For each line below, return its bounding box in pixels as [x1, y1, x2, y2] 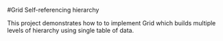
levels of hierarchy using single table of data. [7, 27, 134, 34]
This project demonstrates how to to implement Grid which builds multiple [7, 19, 216, 27]
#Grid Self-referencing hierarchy [7, 6, 99, 14]
